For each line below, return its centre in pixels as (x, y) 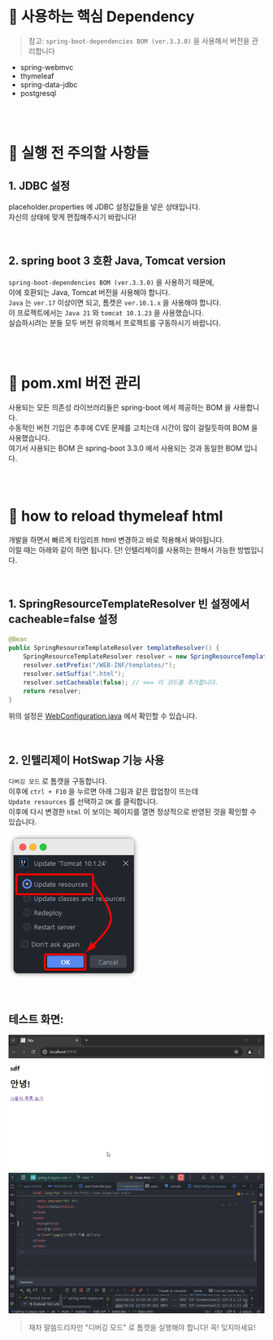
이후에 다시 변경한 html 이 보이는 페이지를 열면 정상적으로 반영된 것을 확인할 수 (133, 812)
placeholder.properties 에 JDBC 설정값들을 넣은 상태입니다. (104, 206)
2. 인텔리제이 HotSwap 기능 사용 (87, 760)
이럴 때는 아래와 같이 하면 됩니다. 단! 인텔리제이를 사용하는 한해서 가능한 (122, 550)
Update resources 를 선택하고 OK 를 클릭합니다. (83, 802)
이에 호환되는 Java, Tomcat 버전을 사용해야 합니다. (89, 292)
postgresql (38, 93)
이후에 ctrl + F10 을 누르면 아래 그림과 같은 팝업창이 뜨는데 (104, 792)
